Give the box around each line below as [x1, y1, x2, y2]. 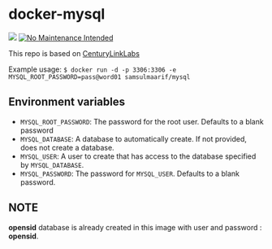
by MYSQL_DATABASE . [19, 159, 84, 169]
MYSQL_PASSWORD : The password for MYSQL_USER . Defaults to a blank [19, 168, 240, 178]
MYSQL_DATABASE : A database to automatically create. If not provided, [19, 133, 248, 143]
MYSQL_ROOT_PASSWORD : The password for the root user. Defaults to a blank [19, 116, 264, 126]
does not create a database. [19, 142, 115, 152]
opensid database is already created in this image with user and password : [8, 222, 262, 232]
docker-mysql [8, 5, 106, 24]
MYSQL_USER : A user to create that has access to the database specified [19, 151, 257, 161]
